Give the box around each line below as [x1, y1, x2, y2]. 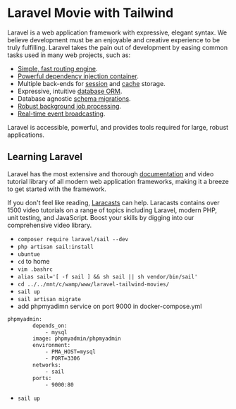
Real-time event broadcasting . [17, 109, 106, 118]
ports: [32, 374, 52, 381]
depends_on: [32, 322, 68, 329]
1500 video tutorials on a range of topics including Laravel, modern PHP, [7, 206, 217, 214]
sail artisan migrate [17, 295, 81, 303]
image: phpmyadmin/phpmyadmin [32, 335, 121, 343]
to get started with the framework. [7, 185, 107, 193]
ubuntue [17, 250, 40, 258]
